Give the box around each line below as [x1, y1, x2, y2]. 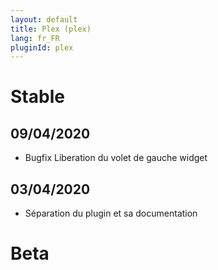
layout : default [10, 14, 78, 25]
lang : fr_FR [10, 33, 60, 43]
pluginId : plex [10, 42, 74, 53]
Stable [10, 86, 65, 108]
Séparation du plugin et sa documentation [24, 207, 198, 220]
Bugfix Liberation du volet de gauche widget [24, 152, 208, 164]
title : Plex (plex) [10, 24, 92, 34]
